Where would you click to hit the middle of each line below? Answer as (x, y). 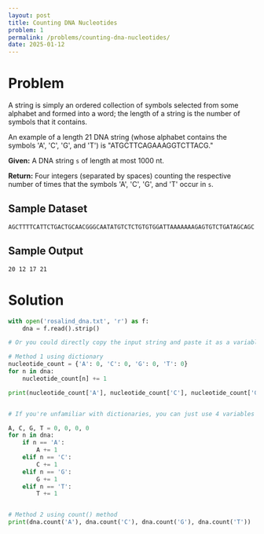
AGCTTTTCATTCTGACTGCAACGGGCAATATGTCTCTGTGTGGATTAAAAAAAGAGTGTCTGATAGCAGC (132, 227)
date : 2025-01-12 (37, 45)
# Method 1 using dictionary (56, 357)
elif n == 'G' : (47, 472)
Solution (36, 300)
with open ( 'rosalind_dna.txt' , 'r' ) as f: (79, 321)
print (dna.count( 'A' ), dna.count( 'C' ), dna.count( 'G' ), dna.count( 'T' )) (130, 522)
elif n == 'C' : (47, 457)
